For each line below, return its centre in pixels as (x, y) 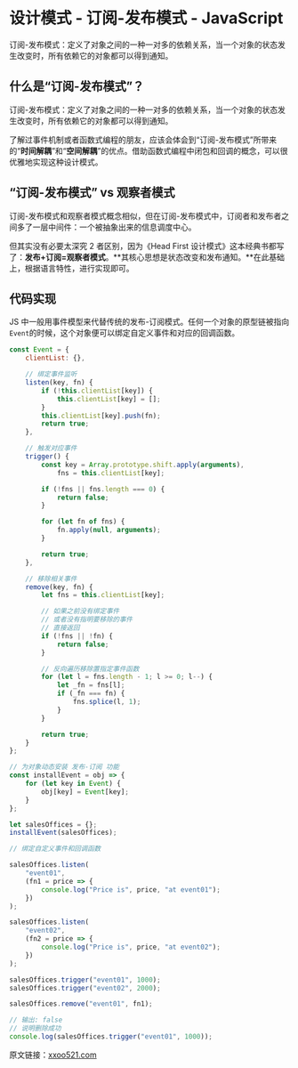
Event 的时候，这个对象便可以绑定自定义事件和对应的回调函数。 (125, 333)
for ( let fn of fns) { (83, 522)
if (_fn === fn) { (91, 694)
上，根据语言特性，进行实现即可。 (72, 268)
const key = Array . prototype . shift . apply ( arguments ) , (143, 465)
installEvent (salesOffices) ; (63, 833)
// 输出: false (36, 1020)
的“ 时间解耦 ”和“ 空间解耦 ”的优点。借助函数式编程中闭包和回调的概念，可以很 (149, 150)
